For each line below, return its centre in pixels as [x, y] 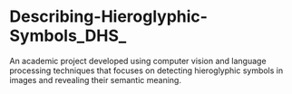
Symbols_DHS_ [68, 36]
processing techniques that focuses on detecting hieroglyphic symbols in [146, 70]
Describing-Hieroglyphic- [109, 17]
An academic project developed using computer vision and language [138, 61]
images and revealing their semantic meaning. [95, 80]
